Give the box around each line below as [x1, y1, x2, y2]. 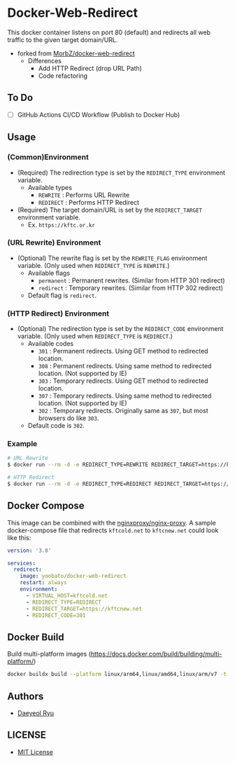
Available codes [27, 339, 74, 348]
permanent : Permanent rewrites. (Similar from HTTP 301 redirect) [38, 276, 225, 285]
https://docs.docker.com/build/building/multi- [90, 650, 222, 659]
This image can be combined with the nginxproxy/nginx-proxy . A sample [7, 518, 216, 527]
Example [7, 439, 38, 449]
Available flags [27, 269, 71, 277]
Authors [7, 690, 44, 702]
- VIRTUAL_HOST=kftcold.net [25, 592, 108, 599]
